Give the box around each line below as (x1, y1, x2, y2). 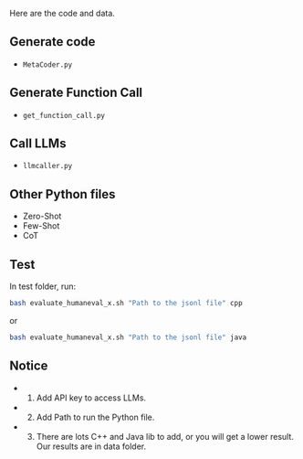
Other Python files (9, 187, 116, 202)
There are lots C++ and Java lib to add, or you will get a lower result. (36, 431, 295, 442)
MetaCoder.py (22, 59, 73, 69)
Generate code (9, 34, 96, 49)
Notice (9, 358, 48, 374)
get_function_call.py (22, 111, 105, 120)
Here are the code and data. (9, 8, 116, 18)
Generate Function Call (9, 85, 143, 101)
